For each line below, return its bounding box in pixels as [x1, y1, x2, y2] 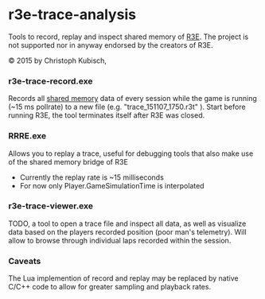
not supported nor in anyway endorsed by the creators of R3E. [8, 40, 213, 49]
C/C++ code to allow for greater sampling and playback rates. [8, 282, 212, 292]
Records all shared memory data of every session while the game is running [8, 94, 257, 103]
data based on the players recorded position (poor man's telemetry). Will [8, 227, 247, 236]
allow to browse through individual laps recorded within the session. [8, 235, 232, 245]
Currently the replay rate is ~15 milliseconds [19, 173, 165, 182]
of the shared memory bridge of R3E [8, 157, 129, 166]
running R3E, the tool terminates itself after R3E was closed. [8, 111, 205, 120]
